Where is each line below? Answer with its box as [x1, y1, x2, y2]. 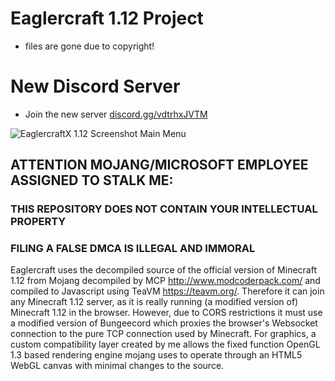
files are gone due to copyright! [24, 40, 155, 52]
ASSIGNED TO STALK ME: [10, 172, 174, 189]
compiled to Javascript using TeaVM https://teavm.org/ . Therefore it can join [10, 285, 325, 297]
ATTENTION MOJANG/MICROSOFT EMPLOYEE [10, 157, 309, 174]
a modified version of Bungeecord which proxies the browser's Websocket [10, 317, 318, 329]
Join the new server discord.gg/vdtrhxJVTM [24, 108, 208, 120]
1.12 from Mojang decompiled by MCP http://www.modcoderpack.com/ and [10, 275, 321, 287]
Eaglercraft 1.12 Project [10, 7, 204, 30]
